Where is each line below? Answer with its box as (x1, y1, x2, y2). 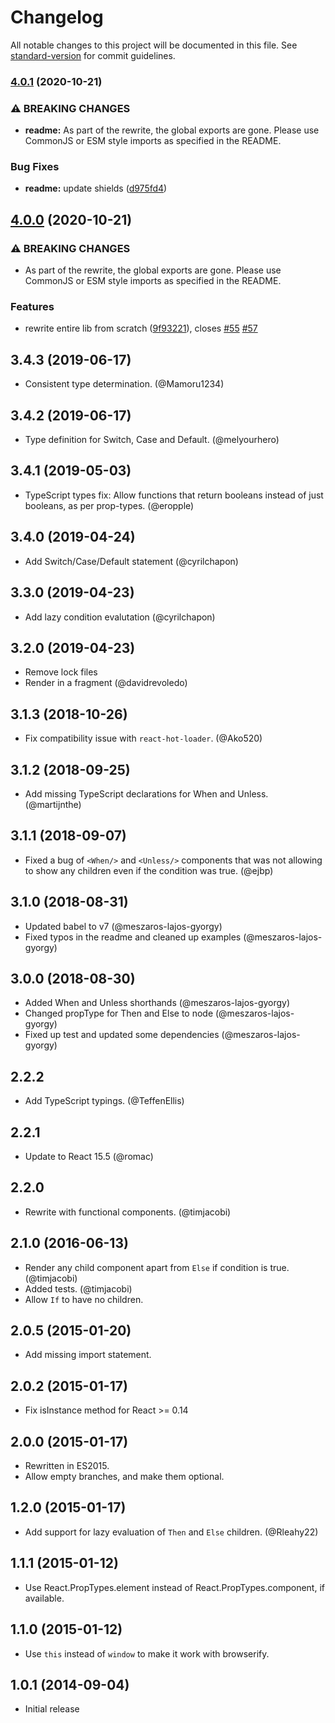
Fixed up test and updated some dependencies (24, 1029, 220, 1041)
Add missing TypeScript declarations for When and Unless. (24, 787, 269, 800)
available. (24, 1592, 65, 1604)
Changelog (10, 6, 104, 29)
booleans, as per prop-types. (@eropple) (24, 499, 195, 511)
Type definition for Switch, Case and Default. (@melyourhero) (24, 434, 280, 446)
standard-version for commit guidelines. (10, 49, 176, 61)
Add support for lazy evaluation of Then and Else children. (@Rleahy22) (24, 1526, 319, 1538)
